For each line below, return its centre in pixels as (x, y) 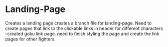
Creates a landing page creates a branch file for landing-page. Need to (78, 23)
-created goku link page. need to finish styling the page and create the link (82, 33)
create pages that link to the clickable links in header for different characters (84, 28)
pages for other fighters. (31, 39)
